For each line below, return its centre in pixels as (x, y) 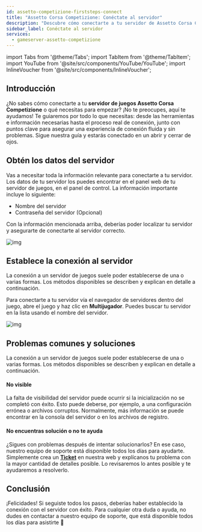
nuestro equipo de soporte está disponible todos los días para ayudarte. (96, 451)
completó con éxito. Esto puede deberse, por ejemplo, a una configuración (99, 404)
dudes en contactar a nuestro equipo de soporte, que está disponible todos (100, 516)
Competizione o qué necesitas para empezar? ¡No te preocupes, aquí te (96, 110)
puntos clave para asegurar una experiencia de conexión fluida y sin (91, 129)
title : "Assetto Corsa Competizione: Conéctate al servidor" (84, 17)
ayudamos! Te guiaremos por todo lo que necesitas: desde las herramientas (100, 116)
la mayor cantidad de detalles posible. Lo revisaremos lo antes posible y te (99, 463)
